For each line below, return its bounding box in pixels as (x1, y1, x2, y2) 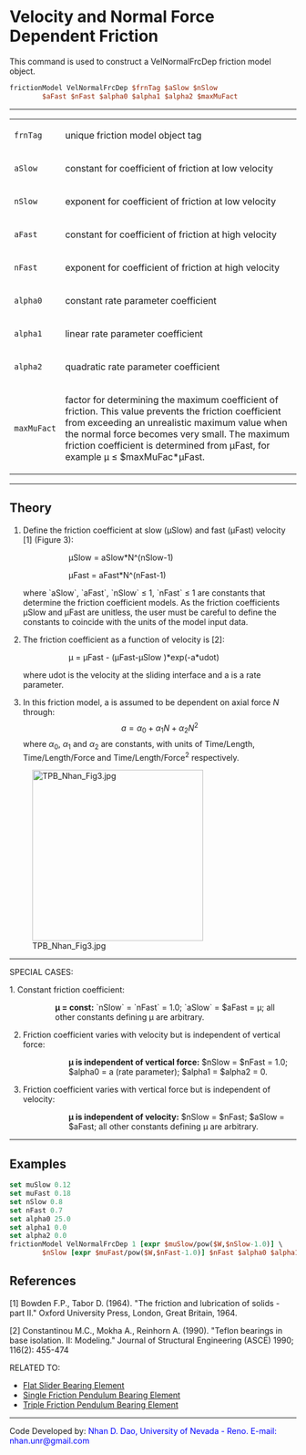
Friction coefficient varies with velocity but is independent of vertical (22, 1029, 280, 1041)
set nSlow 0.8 (9, 1197, 64, 1206)
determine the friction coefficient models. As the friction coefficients (22, 597, 280, 608)
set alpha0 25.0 (9, 1214, 71, 1223)
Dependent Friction (9, 26, 159, 47)
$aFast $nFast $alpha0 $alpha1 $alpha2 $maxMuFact (42, 91, 239, 101)
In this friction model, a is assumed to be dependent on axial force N (22, 696, 280, 708)
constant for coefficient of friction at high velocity (65, 228, 278, 241)
